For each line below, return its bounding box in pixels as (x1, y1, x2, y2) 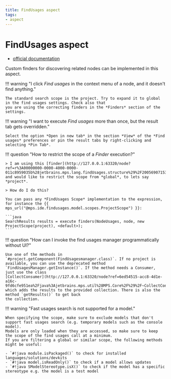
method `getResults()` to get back (5, 292, 81, 298)
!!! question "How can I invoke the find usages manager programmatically (5, 237, 159, 243)
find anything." (5, 86, 36, 92)
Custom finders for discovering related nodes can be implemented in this (5, 66, 159, 72)
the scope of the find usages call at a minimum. (5, 333, 113, 338)
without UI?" (5, 242, 32, 248)
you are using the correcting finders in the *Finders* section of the (5, 105, 160, 110)
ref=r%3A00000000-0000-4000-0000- (5, 166, 79, 171)
